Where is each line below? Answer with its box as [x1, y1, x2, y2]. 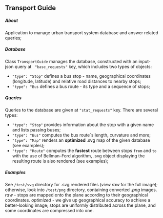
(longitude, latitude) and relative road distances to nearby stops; [12, 78, 142, 85]
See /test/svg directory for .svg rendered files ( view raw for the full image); [5, 182, 158, 188]
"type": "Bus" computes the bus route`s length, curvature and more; [12, 132, 151, 138]
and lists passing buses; [12, 127, 61, 133]
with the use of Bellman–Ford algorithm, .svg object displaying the [12, 153, 145, 159]
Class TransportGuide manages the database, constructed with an [5, 59, 138, 65]
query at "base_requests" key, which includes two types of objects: [14, 64, 152, 70]
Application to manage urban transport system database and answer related [5, 30, 159, 36]
